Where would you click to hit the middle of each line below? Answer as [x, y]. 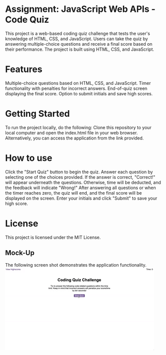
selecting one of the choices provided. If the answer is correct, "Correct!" [80, 177]
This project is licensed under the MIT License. [53, 237]
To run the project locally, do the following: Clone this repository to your [78, 127]
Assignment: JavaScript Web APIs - [80, 9]
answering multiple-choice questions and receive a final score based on [79, 44]
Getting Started [38, 114]
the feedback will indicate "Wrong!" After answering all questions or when [81, 188]
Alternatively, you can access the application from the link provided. [75, 138]
